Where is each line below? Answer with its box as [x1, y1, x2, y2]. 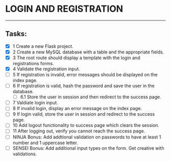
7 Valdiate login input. [12, 100, 59, 106]
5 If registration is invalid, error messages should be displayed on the [12, 72, 158, 77]
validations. [12, 151, 37, 157]
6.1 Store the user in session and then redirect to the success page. [20, 94, 161, 100]
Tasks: [5, 30, 27, 38]
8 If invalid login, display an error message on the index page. [12, 105, 142, 112]
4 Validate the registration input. [12, 66, 80, 72]
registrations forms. [12, 60, 54, 66]
